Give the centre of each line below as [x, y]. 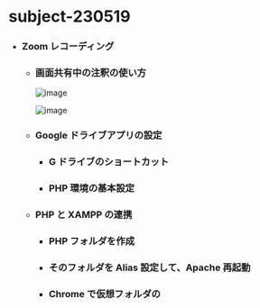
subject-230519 [70, 17]
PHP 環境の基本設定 [92, 188]
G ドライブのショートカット [108, 162]
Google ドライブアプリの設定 [98, 135]
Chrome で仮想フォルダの [105, 294]
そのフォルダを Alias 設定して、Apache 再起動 [149, 267]
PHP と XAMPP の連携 [84, 215]
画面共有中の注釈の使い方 [90, 73]
